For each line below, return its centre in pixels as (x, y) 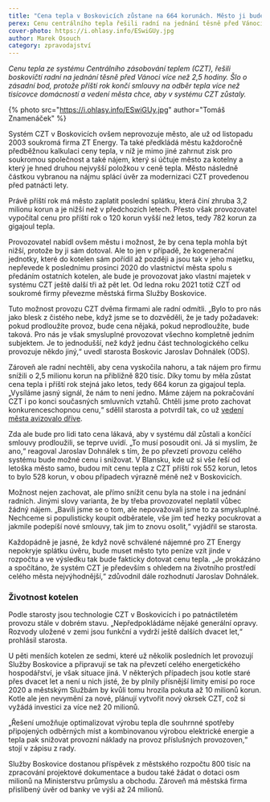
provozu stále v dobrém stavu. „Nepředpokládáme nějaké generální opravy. (133, 623)
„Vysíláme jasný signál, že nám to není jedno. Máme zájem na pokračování (131, 393)
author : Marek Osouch (45, 38)
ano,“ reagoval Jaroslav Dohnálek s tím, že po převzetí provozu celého (125, 451)
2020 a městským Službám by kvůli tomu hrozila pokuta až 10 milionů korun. (135, 690)
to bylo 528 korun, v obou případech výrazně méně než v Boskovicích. (125, 477)
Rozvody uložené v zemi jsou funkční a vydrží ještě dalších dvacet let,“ (126, 631)
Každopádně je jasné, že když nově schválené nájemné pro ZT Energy (125, 542)
